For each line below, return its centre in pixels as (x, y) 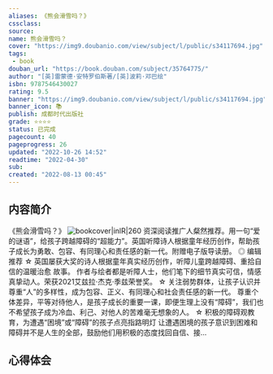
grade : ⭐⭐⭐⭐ (30, 122)
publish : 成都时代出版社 (46, 115)
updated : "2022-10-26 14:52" (58, 152)
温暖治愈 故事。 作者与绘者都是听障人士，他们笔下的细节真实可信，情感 (142, 271)
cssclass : (25, 24)
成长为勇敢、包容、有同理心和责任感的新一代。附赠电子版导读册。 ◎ (130, 251)
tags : (17, 54)
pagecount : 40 (32, 137)
